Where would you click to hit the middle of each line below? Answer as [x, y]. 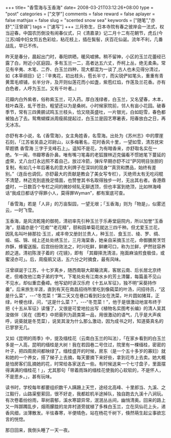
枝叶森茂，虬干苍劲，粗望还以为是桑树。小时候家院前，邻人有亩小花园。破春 [85, 106]
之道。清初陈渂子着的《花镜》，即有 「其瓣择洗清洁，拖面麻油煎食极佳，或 [87, 253]
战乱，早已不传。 [23, 46]
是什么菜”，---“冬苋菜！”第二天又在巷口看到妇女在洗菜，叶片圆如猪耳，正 [82, 295]
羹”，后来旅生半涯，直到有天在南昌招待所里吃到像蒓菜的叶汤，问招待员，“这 [85, 289]
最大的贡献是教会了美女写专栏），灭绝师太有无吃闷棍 [109, 174]
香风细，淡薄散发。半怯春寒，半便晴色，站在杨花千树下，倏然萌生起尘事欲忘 [85, 413]
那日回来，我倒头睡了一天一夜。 [39, 430]
